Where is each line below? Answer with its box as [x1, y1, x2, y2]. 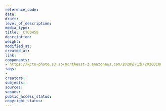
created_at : [5, 48, 30, 53]
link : [5, 53, 16, 58]
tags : [5, 67, 16, 72]
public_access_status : [5, 94, 52, 99]
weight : [5, 39, 21, 44]
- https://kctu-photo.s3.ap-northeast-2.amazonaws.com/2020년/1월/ [5, 62, 145, 67]
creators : [5, 76, 26, 81]
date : [5, 12, 16, 17]
